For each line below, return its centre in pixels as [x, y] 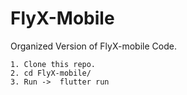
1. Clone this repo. [53, 64]
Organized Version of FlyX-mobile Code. [93, 46]
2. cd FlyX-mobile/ [51, 73]
